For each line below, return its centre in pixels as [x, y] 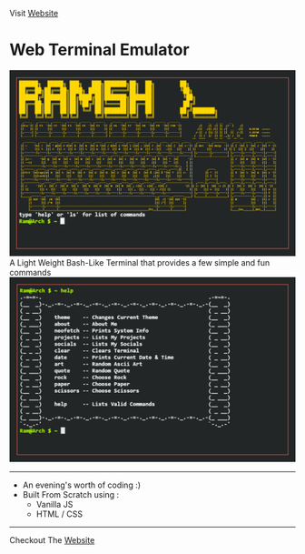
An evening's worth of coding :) [82, 485]
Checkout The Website [52, 540]
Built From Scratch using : [71, 495]
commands [30, 273]
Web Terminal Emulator [99, 50]
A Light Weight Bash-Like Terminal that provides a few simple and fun [140, 263]
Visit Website [34, 13]
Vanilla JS [54, 505]
